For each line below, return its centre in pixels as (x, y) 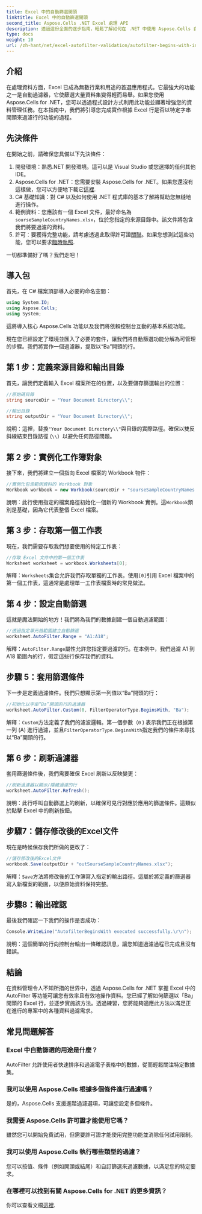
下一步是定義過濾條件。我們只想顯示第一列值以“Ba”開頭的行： (83, 693)
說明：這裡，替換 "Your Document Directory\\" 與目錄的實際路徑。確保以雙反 (101, 429)
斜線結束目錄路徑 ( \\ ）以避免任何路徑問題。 (61, 436)
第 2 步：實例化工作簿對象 (54, 457)
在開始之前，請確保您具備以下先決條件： (56, 154)
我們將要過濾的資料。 (41, 227)
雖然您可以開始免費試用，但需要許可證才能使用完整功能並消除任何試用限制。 (101, 1135)
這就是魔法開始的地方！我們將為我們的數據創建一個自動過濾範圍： (88, 619)
